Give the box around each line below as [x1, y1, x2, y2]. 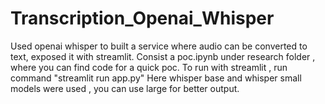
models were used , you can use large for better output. [10, 82, 240, 94]
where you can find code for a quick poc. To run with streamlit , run [10, 61, 288, 73]
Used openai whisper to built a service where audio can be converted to [10, 40, 308, 52]
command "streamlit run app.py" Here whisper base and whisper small [10, 72, 302, 84]
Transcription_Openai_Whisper [10, 7, 275, 30]
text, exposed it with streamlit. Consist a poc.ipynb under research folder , [10, 50, 316, 62]
